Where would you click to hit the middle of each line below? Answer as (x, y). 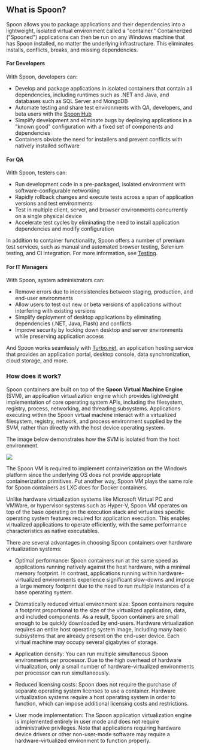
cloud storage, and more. (37, 361)
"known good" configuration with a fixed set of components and (94, 127)
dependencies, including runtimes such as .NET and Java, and (92, 95)
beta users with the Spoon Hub (53, 114)
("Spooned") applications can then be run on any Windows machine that (96, 37)
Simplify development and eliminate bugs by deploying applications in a (103, 120)
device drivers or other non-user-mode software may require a (93, 734)
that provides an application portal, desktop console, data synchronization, (99, 354)
